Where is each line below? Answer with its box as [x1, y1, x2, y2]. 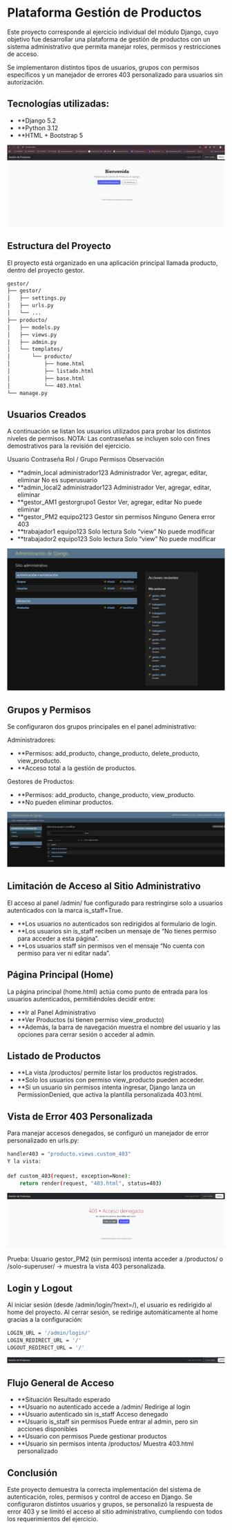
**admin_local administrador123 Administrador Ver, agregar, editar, [17, 468, 208, 477]
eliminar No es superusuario [17, 476, 98, 484]
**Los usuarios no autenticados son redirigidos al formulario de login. [17, 919, 217, 928]
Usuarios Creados [7, 408, 86, 420]
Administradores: [7, 736, 57, 744]
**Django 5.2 [17, 116, 57, 125]
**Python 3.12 [17, 123, 59, 132]
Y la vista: [7, 1158, 41, 1165]
